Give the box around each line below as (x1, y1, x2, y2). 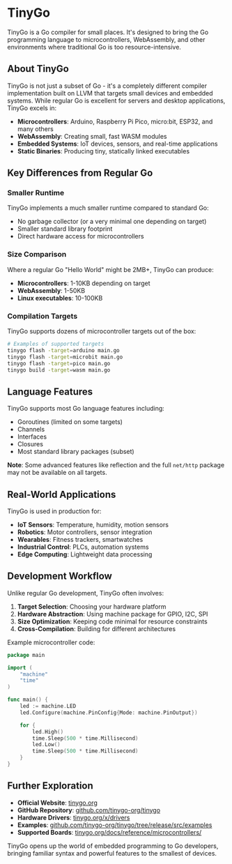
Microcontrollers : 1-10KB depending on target (17, 279, 151, 287)
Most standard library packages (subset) (17, 448, 134, 456)
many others (17, 124, 54, 133)
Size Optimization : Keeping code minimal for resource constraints (17, 617, 208, 626)
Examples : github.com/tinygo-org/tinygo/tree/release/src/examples (17, 821, 212, 829)
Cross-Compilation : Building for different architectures (17, 624, 176, 632)
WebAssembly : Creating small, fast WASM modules (17, 132, 167, 140)
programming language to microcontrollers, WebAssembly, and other (7, 35, 206, 43)
